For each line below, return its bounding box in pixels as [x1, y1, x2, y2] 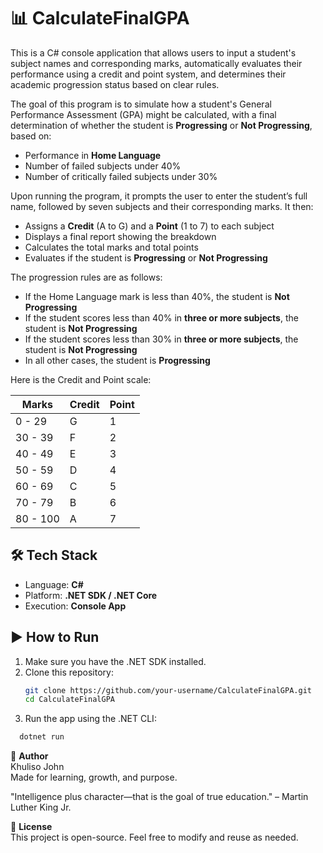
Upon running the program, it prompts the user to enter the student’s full [10, 190, 308, 202]
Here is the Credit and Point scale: [10, 373, 152, 385]
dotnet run [19, 732, 65, 742]
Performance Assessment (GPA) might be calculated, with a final [10, 108, 277, 120]
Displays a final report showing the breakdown [24, 230, 217, 242]
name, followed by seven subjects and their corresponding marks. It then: [10, 200, 314, 212]
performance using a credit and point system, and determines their [10, 68, 287, 80]
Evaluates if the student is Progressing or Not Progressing [24, 251, 268, 264]
